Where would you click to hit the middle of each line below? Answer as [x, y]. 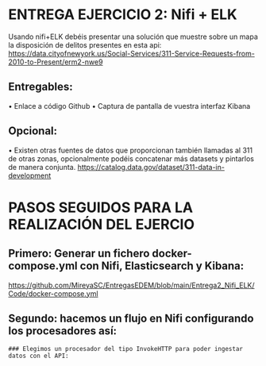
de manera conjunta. [42, 167]
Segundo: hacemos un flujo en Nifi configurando [131, 318]
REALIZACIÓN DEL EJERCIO [102, 224]
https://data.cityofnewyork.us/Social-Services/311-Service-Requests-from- [132, 53]
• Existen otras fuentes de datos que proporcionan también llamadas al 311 [130, 150]
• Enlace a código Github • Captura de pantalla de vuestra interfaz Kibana [129, 106]
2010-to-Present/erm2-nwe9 [56, 62]
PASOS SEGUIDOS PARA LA [101, 207]
